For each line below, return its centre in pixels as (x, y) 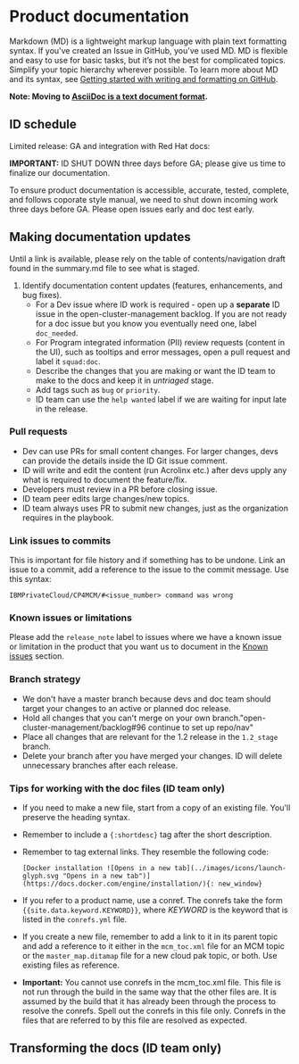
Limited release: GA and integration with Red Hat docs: (110, 145)
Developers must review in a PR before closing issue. (120, 489)
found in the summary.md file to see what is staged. (104, 268)
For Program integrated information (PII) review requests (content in (160, 342)
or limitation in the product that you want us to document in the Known (139, 647)
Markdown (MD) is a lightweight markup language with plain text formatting (148, 41)
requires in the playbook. (68, 517)
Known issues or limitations (71, 618)
